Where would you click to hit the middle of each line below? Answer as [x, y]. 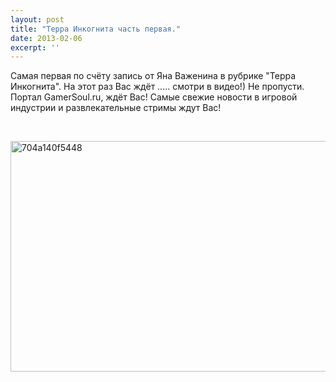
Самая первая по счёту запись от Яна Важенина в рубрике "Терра [153, 76]
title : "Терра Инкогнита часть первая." [96, 29]
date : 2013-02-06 [46, 38]
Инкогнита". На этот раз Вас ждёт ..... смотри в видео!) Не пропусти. [157, 87]
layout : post [37, 19]
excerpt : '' [35, 47]
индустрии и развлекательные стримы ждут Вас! [116, 108]
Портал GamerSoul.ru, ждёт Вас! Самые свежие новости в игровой [154, 97]
